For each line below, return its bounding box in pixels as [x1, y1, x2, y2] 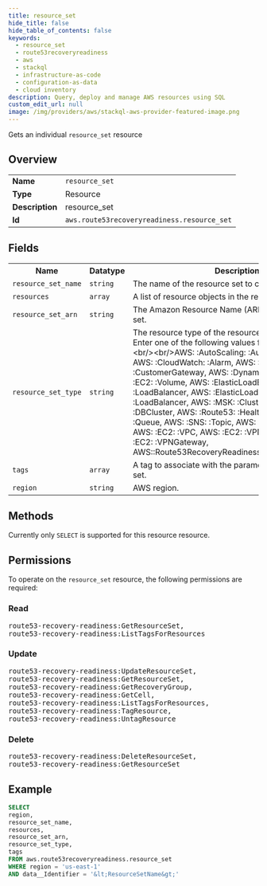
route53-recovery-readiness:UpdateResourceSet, [8, 666, 197, 676]
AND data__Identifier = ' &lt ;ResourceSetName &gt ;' [8, 870, 180, 878]
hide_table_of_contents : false [8, 26, 112, 34]
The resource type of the [132, 327, 226, 338]
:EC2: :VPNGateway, [132, 436, 209, 447]
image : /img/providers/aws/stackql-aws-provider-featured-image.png [8, 108, 240, 116]
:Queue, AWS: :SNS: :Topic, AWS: [132, 416, 257, 427]
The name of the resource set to [132, 278, 253, 289]
